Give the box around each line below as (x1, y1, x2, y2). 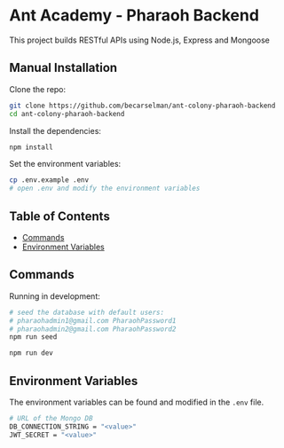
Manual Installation (9, 60, 118, 75)
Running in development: (9, 290, 100, 302)
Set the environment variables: (9, 159, 122, 169)
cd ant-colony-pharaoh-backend (9, 109, 125, 118)
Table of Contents (9, 208, 111, 224)
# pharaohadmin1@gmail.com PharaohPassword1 (9, 316, 177, 325)
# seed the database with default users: (9, 308, 165, 317)
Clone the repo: (9, 83, 67, 94)
